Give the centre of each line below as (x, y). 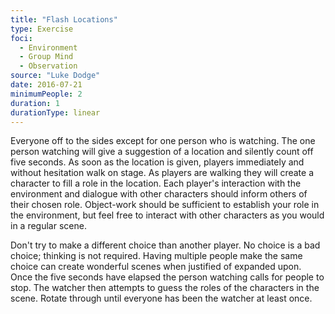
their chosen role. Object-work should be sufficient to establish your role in (165, 205)
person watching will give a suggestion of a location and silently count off (162, 152)
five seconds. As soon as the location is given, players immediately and (157, 162)
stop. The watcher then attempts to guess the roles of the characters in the (165, 288)
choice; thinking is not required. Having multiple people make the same (156, 256)
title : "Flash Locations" (64, 19)
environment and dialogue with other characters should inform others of (159, 194)
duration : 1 (35, 103)
